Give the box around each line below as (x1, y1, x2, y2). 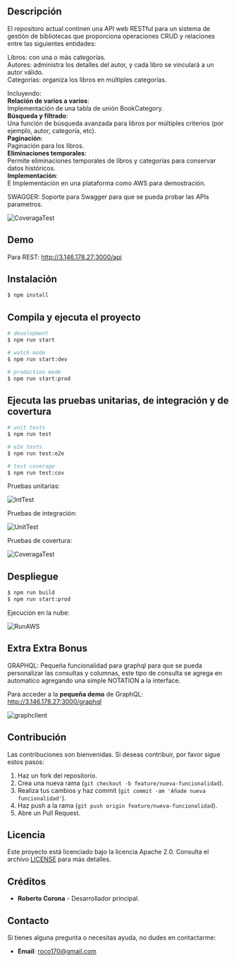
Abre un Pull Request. (17, 808, 81, 817)
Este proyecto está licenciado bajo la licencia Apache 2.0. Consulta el (7, 848, 209, 856)
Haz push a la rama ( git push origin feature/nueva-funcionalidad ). (17, 801, 218, 809)
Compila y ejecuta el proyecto (7, 311, 141, 323)
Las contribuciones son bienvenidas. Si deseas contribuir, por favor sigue (7, 750, 221, 758)
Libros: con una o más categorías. (7, 53, 106, 61)
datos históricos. (7, 163, 56, 172)
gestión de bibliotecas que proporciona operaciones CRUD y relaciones (7, 32, 216, 40)
